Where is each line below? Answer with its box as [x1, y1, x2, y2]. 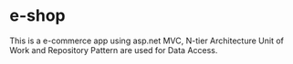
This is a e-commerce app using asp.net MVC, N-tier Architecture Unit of [9, 35, 285, 46]
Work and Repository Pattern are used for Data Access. [9, 44, 218, 55]
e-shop [9, 5, 66, 26]
